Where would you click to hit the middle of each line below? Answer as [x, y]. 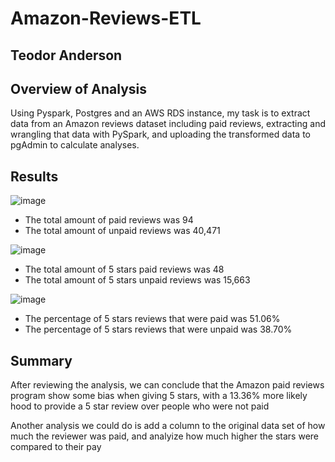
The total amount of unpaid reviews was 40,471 [122, 231]
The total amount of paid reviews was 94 [109, 220]
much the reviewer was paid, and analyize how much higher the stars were [165, 436]
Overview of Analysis [79, 88]
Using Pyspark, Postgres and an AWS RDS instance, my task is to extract [160, 113]
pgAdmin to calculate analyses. [75, 145]
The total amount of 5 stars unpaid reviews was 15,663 [137, 280]
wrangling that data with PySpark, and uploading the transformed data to [160, 134]
